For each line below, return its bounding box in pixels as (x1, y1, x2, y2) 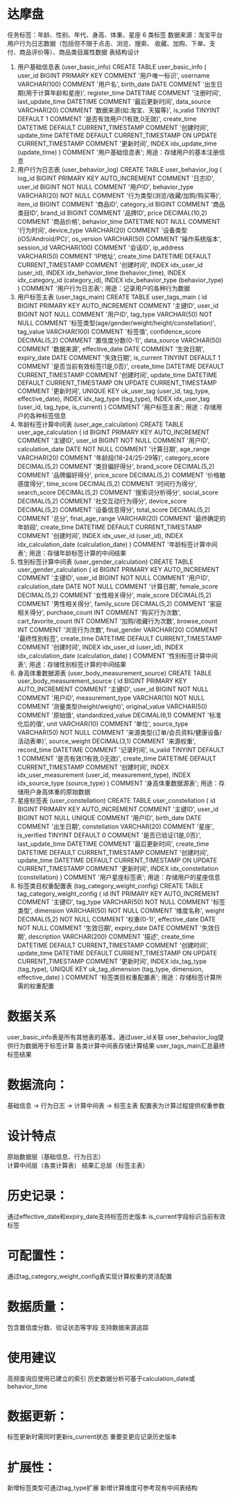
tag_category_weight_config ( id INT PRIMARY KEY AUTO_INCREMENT (17, 889, 220, 898)
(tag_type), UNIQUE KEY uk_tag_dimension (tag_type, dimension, (17, 964, 204, 973)
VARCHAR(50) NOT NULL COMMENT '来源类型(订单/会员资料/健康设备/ (17, 728, 222, 736)
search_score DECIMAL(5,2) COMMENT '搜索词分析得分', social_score (17, 488, 218, 496)
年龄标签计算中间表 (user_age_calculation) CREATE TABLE (17, 420, 184, 428)
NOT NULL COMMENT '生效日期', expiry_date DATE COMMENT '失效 (17, 924, 214, 932)
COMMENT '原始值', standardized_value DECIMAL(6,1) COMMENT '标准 (17, 711, 222, 719)
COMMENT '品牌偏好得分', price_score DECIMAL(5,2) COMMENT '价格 (17, 471, 220, 479)
